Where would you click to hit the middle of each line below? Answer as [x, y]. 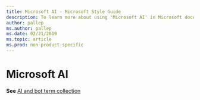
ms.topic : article [29, 39]
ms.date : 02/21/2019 [32, 34]
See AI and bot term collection [43, 90]
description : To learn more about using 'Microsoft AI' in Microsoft [94, 17]
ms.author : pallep [29, 28]
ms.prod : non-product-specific [45, 45]
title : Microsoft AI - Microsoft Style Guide [63, 12]
